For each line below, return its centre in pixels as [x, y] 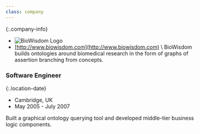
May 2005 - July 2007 [42, 106]
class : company [25, 12]
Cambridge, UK [33, 100]
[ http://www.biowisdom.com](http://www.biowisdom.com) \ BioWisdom [103, 47]
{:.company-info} [27, 29]
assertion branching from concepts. [59, 59]
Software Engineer [33, 75]
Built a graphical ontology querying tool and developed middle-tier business [100, 118]
